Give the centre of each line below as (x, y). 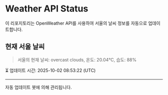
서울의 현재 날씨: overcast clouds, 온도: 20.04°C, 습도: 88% (77, 59)
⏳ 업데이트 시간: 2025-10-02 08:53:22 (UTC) (50, 70)
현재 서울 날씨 (25, 47)
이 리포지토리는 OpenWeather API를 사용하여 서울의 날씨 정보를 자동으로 (76, 23)
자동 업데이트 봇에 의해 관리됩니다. (38, 87)
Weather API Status (47, 9)
